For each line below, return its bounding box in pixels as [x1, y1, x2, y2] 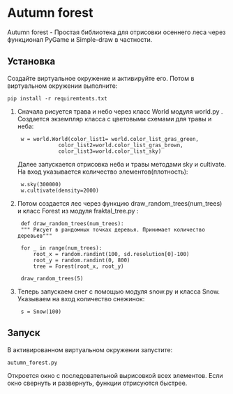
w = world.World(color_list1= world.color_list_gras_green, [20, 135, 200, 142]
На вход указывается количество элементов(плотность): [17, 167, 188, 176]
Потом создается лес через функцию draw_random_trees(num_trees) [17, 199, 223, 207]
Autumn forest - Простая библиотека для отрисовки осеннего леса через [7, 28, 226, 36]
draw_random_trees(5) [20, 275, 84, 282]
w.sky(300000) [20, 181, 62, 188]
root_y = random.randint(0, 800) [33, 257, 130, 264]
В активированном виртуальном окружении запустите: [7, 345, 173, 354]
